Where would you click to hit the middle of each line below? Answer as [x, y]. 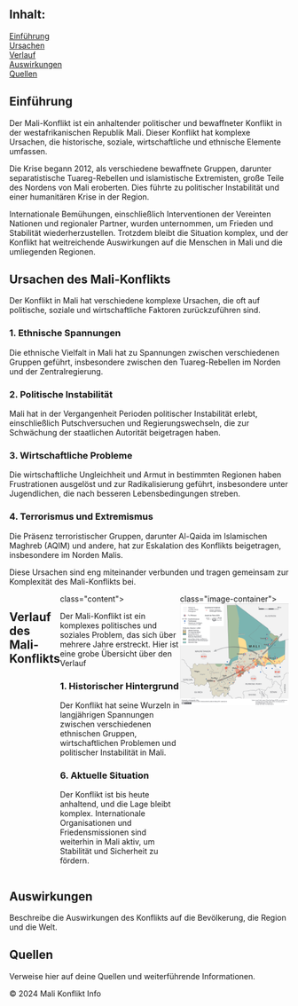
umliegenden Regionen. [52, 251]
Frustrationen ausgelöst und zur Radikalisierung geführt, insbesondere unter [149, 484]
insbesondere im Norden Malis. [66, 554]
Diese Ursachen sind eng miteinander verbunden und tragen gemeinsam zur [149, 572]
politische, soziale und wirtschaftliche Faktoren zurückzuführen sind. [135, 310]
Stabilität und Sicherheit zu [109, 852]
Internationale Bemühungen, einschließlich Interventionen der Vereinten [140, 214]
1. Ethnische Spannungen [65, 334]
